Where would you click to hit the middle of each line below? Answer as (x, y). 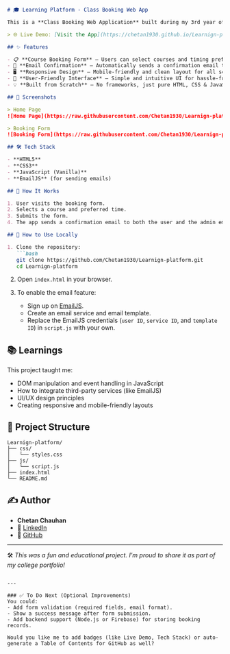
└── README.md (27, 479)
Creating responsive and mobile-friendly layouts (85, 405)
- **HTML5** (24, 160)
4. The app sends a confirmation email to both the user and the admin (111, 223)
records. (20, 625)
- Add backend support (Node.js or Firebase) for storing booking (104, 619)
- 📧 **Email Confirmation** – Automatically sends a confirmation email (113, 66)
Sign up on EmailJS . (55, 306)
